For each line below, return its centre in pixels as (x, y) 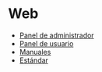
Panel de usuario (46, 43)
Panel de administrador (57, 35)
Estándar (34, 60)
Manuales (35, 52)
